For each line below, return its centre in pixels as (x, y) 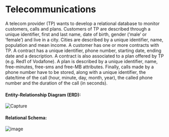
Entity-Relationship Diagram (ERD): (43, 95)
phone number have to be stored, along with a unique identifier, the (76, 72)
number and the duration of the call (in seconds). (57, 83)
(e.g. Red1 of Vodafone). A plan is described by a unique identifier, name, (82, 61)
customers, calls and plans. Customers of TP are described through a (78, 29)
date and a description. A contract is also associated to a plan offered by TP (84, 56)
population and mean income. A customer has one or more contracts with (82, 45)
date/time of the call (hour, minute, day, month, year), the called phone (79, 77)
